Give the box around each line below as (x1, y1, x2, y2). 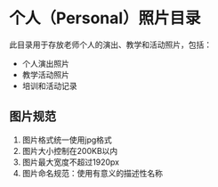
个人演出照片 (21, 58, 69, 69)
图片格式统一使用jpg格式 (21, 134, 113, 145)
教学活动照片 (21, 69, 69, 80)
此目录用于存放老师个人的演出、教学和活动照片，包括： (9, 39, 212, 50)
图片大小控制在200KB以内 (21, 145, 118, 156)
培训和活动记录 (21, 80, 77, 91)
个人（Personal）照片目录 (9, 8, 202, 28)
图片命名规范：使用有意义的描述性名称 (21, 167, 163, 178)
